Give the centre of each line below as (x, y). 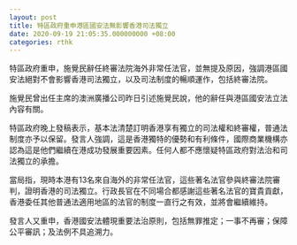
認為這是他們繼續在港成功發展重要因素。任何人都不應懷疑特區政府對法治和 (145, 150)
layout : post (33, 17)
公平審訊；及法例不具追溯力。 (63, 232)
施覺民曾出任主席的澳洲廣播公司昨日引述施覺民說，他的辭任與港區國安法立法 (148, 98)
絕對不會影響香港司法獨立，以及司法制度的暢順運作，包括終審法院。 (148, 80)
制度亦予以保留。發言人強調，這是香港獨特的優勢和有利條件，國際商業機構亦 (148, 139)
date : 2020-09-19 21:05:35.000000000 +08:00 (92, 34)
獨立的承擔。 (40, 161)
